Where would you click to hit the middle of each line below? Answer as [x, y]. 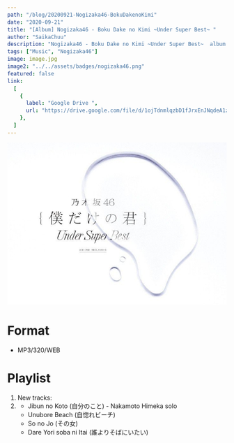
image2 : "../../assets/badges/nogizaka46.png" [76, 66]
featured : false [31, 73]
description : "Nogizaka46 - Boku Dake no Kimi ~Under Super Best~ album [117, 44]
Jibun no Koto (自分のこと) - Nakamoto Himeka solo [102, 406]
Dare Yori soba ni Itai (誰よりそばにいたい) [88, 433]
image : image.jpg [32, 59]
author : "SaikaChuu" [37, 37]
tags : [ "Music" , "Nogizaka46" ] [53, 52]
